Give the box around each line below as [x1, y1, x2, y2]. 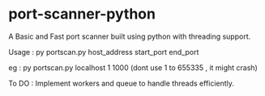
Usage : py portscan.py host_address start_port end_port [8, 47, 199, 56]
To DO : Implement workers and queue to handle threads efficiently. [8, 78, 235, 88]
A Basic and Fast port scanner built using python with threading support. [8, 31, 251, 41]
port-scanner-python [8, 5, 156, 23]
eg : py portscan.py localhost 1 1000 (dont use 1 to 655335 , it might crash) [8, 62, 258, 73]
